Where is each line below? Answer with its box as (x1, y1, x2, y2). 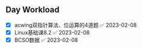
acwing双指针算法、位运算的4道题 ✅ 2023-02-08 (14, 21, 137, 29)
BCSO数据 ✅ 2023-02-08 (14, 36, 78, 44)
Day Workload (5, 5, 60, 15)
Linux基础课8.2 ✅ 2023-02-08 (14, 29, 90, 36)
